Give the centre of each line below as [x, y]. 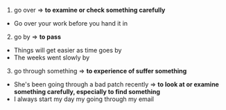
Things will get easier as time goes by [68, 50]
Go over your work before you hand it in [71, 23]
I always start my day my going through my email [84, 99]
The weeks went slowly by [52, 57]
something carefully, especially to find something [87, 92]
